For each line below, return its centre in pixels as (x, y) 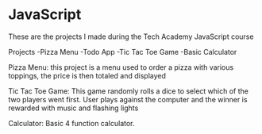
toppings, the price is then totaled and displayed (87, 75)
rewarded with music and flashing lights (73, 108)
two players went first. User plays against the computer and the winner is (128, 99)
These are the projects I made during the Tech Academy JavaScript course (131, 36)
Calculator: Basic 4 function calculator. (71, 123)
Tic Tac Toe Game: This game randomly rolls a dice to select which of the (128, 91)
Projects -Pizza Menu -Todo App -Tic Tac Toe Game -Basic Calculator (123, 52)
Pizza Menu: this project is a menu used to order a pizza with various (121, 67)
